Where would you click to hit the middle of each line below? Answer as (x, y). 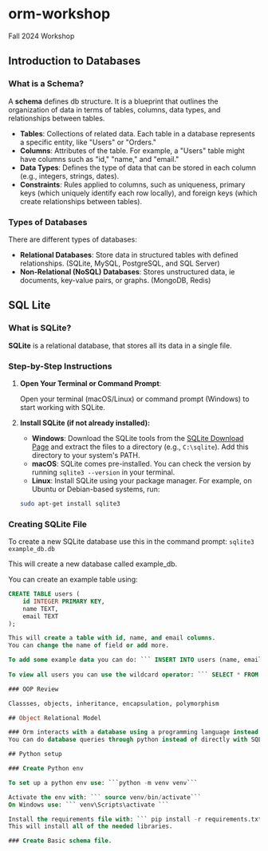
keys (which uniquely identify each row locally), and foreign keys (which (138, 193)
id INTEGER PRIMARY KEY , (64, 601)
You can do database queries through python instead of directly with (128, 740)
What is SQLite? (40, 328)
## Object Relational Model (55, 718)
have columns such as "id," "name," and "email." (99, 159)
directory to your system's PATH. (86, 455)
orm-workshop (59, 14)
